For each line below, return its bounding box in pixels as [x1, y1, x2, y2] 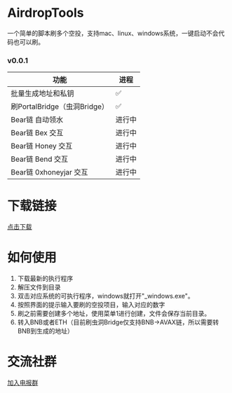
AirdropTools [7, 5, 84, 21]
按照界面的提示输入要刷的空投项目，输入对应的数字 [17, 301, 165, 309]
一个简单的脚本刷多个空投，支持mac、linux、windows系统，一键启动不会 [7, 29, 219, 37]
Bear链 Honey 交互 [11, 142, 73, 151]
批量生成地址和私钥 [11, 89, 75, 99]
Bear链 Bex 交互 [11, 128, 64, 138]
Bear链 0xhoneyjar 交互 [11, 167, 89, 177]
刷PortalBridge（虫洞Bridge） [11, 102, 109, 111]
